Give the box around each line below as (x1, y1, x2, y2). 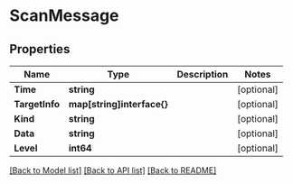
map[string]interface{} (68, 98, 169, 110)
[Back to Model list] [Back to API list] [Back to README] (9, 165, 217, 176)
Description (176, 69, 229, 80)
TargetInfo (14, 98, 61, 110)
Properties (9, 41, 71, 57)
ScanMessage (9, 5, 119, 26)
